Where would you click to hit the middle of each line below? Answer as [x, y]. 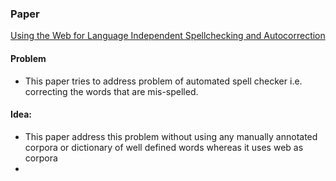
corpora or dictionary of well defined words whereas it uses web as [164, 147]
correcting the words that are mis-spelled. [111, 91]
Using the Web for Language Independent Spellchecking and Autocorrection [168, 36]
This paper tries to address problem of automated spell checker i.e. [163, 81]
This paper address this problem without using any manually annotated [171, 136]
